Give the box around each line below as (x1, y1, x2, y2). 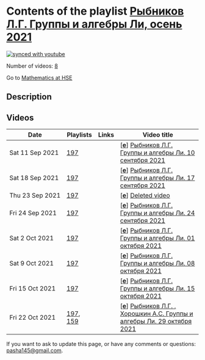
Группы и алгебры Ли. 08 (120, 259, 195, 268)
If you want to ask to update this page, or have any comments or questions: (6, 340, 196, 348)
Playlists (67, 131, 93, 139)
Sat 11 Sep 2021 (9, 148, 59, 157)
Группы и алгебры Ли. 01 (120, 234, 195, 242)
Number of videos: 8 (6, 62, 58, 70)
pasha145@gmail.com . (6, 347, 63, 355)
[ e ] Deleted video (120, 191, 170, 200)
